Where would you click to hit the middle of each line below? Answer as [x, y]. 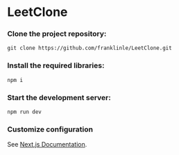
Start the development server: [59, 97]
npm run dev [24, 112]
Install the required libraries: [56, 65]
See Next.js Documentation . [47, 145]
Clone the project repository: [57, 34]
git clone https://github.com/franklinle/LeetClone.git [89, 48]
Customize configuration [50, 129]
